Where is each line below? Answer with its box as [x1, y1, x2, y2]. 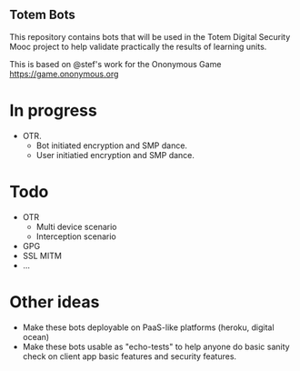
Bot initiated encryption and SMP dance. [35, 140, 188, 151]
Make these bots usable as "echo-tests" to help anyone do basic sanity [22, 341, 290, 352]
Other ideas [9, 291, 100, 312]
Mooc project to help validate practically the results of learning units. [9, 41, 267, 52]
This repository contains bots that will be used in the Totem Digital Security [9, 31, 291, 42]
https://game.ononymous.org [9, 68, 119, 79]
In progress [9, 100, 97, 121]
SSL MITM [22, 250, 62, 261]
